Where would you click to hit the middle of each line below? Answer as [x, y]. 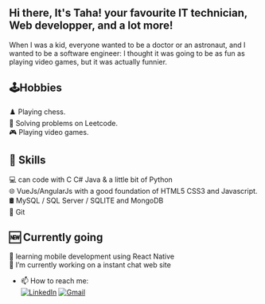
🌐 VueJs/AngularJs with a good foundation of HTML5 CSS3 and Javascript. [133, 191]
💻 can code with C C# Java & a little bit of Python [91, 180]
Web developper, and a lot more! [91, 26]
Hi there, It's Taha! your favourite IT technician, [128, 13]
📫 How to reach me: [55, 281]
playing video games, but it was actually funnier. [88, 61]
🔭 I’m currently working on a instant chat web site [90, 265]
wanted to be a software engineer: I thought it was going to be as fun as [127, 53]
